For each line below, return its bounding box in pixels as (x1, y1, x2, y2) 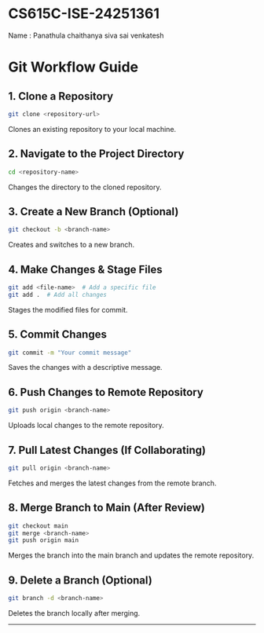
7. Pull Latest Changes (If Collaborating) (8, 443, 207, 456)
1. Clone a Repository (8, 90, 114, 103)
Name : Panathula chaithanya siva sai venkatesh (8, 31, 164, 40)
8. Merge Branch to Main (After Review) (8, 501, 206, 514)
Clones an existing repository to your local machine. (8, 124, 177, 134)
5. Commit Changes (8, 327, 108, 342)
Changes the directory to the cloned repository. (8, 182, 162, 192)
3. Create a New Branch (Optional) (8, 205, 179, 218)
